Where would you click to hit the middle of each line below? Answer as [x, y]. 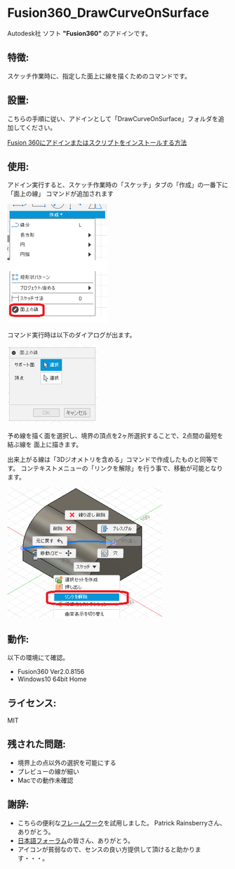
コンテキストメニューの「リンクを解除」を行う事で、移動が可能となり [122, 468]
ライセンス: [32, 703]
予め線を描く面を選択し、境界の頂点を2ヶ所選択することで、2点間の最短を [115, 436]
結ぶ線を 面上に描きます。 [45, 444]
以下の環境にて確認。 [38, 658]
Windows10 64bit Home [52, 679]
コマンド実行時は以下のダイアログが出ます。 [72, 335]
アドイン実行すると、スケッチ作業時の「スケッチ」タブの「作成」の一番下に [118, 185]
